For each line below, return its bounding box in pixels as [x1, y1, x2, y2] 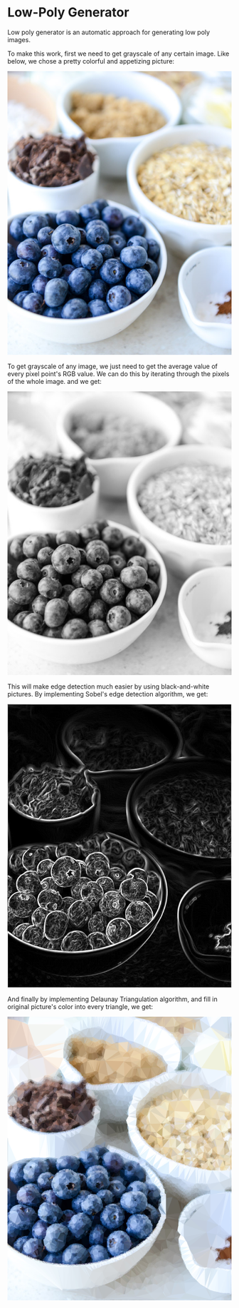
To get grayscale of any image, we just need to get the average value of [7, 362, 218, 370]
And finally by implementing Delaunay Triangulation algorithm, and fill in [7, 995, 218, 1003]
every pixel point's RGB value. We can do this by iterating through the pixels [7, 369, 230, 378]
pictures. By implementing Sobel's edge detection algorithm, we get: [7, 690, 208, 698]
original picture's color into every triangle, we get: [7, 1003, 154, 1011]
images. [7, 35, 31, 44]
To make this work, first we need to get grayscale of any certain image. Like [7, 49, 230, 58]
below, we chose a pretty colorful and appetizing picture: [7, 56, 175, 65]
